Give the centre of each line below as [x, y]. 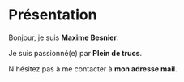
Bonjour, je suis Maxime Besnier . [64, 37]
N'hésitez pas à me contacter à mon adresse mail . [93, 69]
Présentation [53, 15]
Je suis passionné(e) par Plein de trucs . [75, 53]
